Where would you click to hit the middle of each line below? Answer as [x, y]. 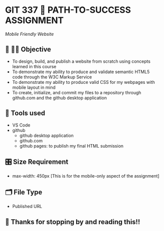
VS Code [21, 125]
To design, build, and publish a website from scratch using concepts [81, 61]
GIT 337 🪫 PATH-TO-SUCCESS [68, 10]
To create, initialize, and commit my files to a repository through [77, 92]
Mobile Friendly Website [29, 34]
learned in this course [34, 66]
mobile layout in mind [34, 87]
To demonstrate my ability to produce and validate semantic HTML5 [81, 72]
